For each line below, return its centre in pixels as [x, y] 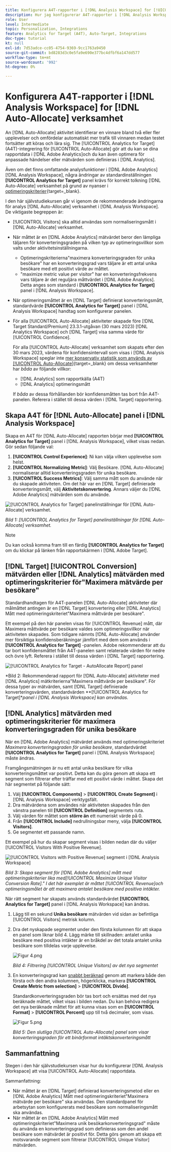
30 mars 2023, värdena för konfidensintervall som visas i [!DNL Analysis [88, 353]
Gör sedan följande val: [30, 447]
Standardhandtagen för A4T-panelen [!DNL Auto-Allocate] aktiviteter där [81, 602]
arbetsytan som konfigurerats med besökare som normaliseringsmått [85, 1107]
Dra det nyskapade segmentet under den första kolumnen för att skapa [87, 929]
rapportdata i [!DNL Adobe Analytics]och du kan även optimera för [75, 154]
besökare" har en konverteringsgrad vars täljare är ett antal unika [89, 263]
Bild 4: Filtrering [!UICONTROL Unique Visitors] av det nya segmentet [85, 965]
